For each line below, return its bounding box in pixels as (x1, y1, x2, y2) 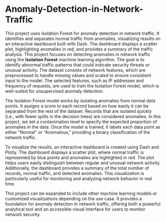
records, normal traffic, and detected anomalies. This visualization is (5, 170, 144, 176)
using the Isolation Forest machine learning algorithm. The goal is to (5, 56, 145, 62)
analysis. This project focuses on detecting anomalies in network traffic (5, 51, 151, 57)
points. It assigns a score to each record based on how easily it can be (5, 103, 149, 109)
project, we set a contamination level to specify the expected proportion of (5, 119, 157, 125)
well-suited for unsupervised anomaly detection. (5, 88, 104, 94)
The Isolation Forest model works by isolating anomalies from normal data (5, 97, 156, 103)
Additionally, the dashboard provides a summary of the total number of (5, 165, 150, 171)
